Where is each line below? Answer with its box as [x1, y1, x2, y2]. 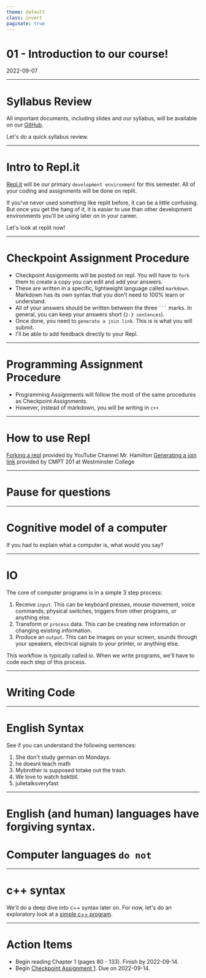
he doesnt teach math [15, 759, 71, 767]
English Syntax [6, 721, 85, 735]
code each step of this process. [6, 658, 87, 666]
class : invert [6, 15, 43, 21]
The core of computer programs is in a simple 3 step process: [6, 589, 162, 596]
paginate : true [6, 20, 45, 26]
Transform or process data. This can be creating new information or [15, 620, 186, 627]
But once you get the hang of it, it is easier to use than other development [6, 206, 193, 213]
